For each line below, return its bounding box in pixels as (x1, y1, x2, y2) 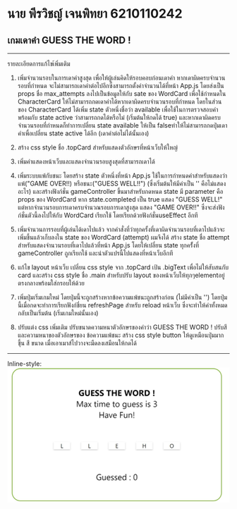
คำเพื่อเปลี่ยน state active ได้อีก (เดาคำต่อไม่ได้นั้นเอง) (17, 129, 150, 137)
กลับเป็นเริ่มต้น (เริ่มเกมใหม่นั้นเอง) (17, 309, 99, 317)
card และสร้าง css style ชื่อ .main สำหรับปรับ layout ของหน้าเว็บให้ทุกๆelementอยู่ (17, 271, 225, 279)
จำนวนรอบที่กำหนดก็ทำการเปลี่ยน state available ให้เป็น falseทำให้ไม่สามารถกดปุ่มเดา (17, 121, 228, 129)
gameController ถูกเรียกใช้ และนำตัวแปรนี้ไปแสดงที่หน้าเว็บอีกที (17, 249, 174, 257)
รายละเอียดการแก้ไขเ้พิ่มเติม (7, 59, 71, 68)
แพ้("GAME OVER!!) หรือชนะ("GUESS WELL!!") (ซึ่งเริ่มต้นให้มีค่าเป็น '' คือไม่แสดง (17, 179, 226, 188)
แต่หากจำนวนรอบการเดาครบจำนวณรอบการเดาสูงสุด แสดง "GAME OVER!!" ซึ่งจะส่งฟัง (17, 203, 225, 211)
